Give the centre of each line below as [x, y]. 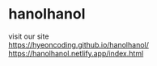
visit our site [29, 36]
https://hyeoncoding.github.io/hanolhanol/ [79, 44]
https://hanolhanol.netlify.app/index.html [76, 53]
